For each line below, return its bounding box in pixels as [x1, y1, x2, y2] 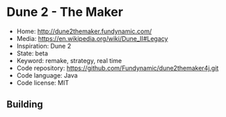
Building [6, 98, 43, 111]
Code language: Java [16, 71, 78, 80]
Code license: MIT [16, 78, 70, 87]
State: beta [16, 49, 49, 57]
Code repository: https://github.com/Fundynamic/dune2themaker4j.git [16, 64, 219, 72]
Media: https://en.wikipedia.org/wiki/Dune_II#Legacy [16, 34, 168, 42]
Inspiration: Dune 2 [16, 42, 72, 50]
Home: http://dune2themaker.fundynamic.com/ [16, 27, 152, 35]
